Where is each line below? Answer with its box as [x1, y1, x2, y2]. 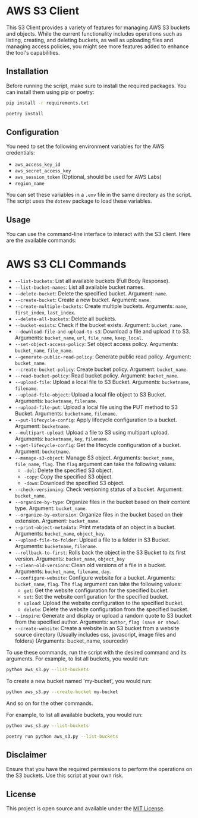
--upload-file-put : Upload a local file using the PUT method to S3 [14, 404, 178, 411]
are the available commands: [6, 237, 77, 244]
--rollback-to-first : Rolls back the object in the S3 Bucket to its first [14, 549, 186, 556]
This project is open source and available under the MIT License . [6, 805, 165, 812]
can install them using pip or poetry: [6, 88, 95, 96]
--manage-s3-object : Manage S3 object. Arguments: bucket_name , [14, 454, 174, 461]
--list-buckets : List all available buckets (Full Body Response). [14, 278, 170, 285]
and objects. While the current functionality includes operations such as [6, 30, 183, 37]
